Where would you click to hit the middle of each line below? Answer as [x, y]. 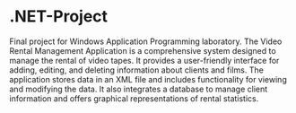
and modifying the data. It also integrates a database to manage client [139, 89]
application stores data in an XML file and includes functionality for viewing [148, 79]
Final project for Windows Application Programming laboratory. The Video [146, 41]
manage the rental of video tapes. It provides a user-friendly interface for [144, 60]
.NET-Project [59, 17]
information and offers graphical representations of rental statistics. [134, 98]
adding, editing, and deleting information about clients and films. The [137, 70]
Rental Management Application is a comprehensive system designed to [143, 50]
